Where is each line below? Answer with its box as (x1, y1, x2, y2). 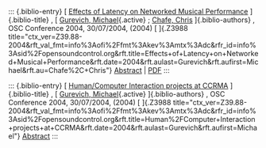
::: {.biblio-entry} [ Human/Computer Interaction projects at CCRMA (8, 81, 229, 90)
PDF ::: (148, 66, 170, 74)
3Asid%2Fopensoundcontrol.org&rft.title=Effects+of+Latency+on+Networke (8, 49, 259, 58)
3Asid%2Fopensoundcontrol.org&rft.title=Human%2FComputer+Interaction (8, 115, 256, 123)
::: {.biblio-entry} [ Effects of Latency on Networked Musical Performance (8, 7, 249, 16)
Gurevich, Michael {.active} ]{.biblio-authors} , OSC (59, 89, 226, 98)
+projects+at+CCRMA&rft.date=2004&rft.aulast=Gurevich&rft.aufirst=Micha (8, 123, 258, 132)
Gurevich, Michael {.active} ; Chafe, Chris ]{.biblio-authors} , (59, 15, 256, 25)
